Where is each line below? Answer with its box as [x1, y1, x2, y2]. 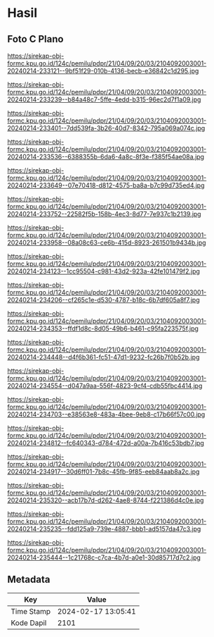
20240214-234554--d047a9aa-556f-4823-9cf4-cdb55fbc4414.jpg [7, 382, 203, 390]
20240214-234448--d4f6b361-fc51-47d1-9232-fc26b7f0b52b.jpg [7, 353, 200, 361]
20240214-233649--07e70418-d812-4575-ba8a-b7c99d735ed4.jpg [7, 181, 205, 190]
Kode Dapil [11, 618, 47, 628]
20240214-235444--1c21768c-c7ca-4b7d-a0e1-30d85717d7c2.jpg [7, 553, 201, 562]
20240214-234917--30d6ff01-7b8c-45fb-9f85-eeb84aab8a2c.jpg [7, 467, 200, 476]
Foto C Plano [7, 33, 64, 45]
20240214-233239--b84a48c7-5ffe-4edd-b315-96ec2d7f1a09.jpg [7, 95, 201, 104]
